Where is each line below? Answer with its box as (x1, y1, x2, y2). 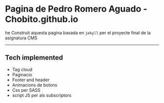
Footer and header (12, 77, 50, 83)
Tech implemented (5, 53, 63, 62)
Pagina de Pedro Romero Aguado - (5, 3, 147, 15)
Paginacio (12, 71, 33, 77)
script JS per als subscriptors (12, 92, 72, 98)
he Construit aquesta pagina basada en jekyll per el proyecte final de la (5, 30, 151, 35)
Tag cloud (12, 67, 33, 72)
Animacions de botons (12, 82, 58, 88)
